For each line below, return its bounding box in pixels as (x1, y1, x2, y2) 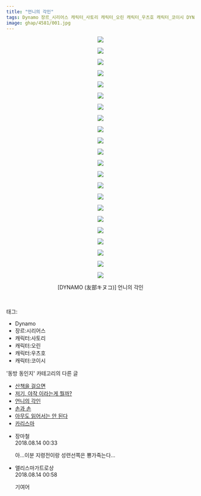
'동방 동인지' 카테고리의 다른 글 (6, 370, 78, 377)
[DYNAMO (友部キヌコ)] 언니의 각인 (57, 284, 144, 291)
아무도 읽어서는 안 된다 (14, 412, 68, 419)
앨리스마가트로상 (14, 464, 54, 471)
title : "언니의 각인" (6, 8, 54, 15)
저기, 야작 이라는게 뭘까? (14, 390, 72, 397)
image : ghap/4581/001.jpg (6, 20, 71, 26)
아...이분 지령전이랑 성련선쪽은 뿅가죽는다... (14, 452, 115, 459)
